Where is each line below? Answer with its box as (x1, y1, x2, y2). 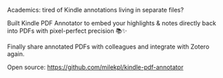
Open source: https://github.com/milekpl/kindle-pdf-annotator (7, 63, 184, 71)
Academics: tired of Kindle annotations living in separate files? (7, 6, 184, 14)
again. (7, 50, 25, 57)
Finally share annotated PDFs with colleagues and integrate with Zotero (7, 42, 210, 51)
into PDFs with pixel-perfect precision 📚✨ (7, 27, 127, 35)
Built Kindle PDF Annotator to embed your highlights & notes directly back (7, 19, 217, 27)
